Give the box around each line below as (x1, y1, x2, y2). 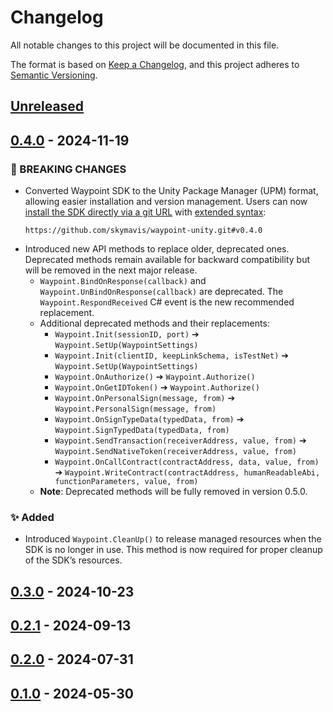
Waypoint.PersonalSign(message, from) (54, 404, 217, 415)
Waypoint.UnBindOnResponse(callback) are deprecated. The (39, 286, 284, 298)
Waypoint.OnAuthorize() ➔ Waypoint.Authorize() (54, 371, 256, 383)
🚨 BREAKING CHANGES (10, 162, 127, 176)
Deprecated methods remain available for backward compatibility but (24, 254, 310, 266)
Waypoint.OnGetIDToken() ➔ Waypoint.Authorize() (54, 381, 260, 393)
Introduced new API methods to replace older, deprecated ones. (24, 243, 290, 255)
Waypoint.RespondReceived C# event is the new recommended (39, 296, 295, 308)
